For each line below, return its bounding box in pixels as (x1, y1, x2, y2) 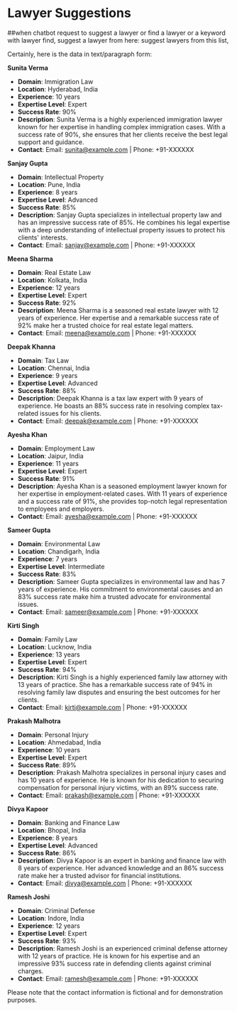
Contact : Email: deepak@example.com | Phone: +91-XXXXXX (17, 416, 199, 425)
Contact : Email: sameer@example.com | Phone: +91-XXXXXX (17, 607, 199, 616)
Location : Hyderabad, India (17, 85, 98, 93)
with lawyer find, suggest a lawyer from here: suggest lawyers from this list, (7, 36, 229, 44)
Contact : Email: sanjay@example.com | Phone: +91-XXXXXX (17, 240, 196, 249)
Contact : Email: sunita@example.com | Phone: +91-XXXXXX (17, 145, 194, 153)
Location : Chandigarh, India (17, 547, 100, 556)
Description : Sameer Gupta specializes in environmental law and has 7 (17, 577, 226, 585)
